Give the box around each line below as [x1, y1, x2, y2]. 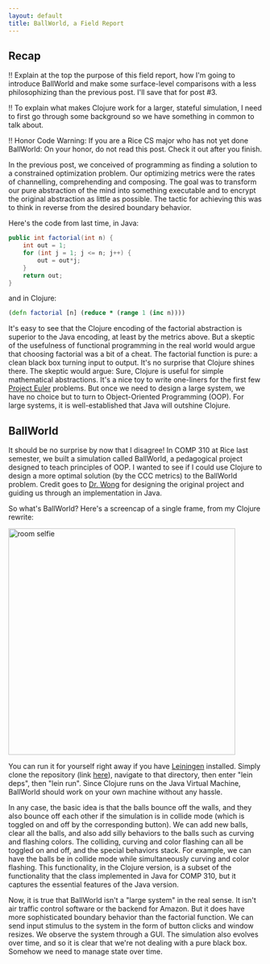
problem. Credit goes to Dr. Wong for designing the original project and [8, 480, 244, 490]
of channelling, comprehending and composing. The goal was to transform [8, 177, 257, 187]
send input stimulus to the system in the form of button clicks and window [8, 921, 254, 931]
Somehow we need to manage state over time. [8, 947, 163, 957]
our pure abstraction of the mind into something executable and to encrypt [8, 186, 256, 196]
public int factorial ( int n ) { [8, 234, 114, 242]
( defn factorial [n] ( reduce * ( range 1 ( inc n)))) [8, 309, 185, 317]
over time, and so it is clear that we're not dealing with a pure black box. [8, 938, 247, 948]
